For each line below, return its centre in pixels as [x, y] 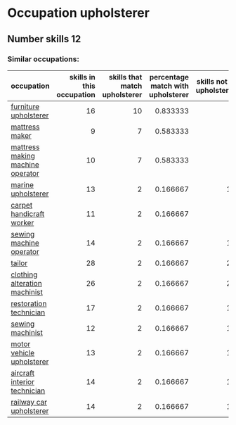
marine [22, 184]
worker [22, 222]
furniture [25, 106]
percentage [169, 77]
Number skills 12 [44, 39]
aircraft [23, 373]
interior [23, 381]
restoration [29, 303]
